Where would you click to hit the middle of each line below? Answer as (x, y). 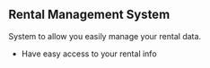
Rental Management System (89, 15)
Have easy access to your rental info (89, 54)
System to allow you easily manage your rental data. (105, 36)
